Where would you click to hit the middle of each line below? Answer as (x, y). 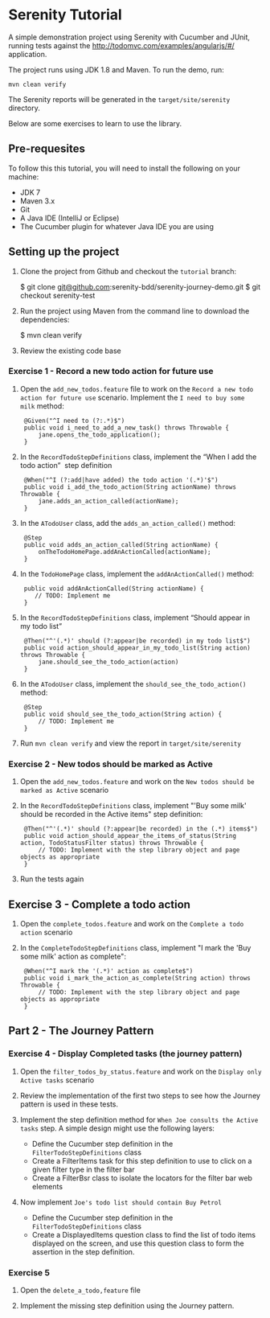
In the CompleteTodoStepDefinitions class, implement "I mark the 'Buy (135, 947)
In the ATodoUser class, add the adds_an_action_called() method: (127, 523)
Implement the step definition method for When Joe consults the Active (139, 1119)
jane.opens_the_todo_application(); (99, 435)
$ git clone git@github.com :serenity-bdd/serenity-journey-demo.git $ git (140, 286)
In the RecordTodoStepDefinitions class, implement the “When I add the (138, 457)
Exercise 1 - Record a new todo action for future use (111, 372)
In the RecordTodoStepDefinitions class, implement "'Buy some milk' (133, 806)
